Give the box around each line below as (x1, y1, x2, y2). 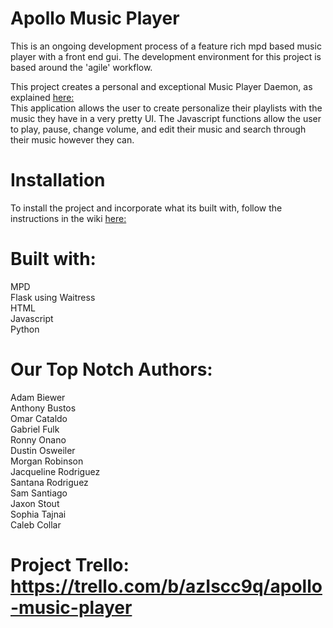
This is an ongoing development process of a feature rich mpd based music (10, 40, 322, 52)
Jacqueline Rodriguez (10, 465, 101, 477)
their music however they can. (10, 133, 135, 146)
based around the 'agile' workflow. (10, 61, 153, 73)
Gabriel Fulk (10, 423, 60, 435)
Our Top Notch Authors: (10, 358, 213, 381)
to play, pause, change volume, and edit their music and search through (10, 123, 307, 135)
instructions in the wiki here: (10, 212, 127, 224)
